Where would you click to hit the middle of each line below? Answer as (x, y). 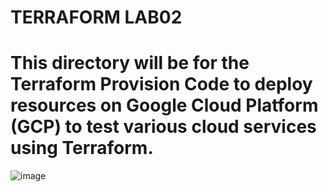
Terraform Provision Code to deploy (161, 84)
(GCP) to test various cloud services (163, 127)
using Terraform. (82, 148)
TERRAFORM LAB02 (96, 17)
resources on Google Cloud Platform (164, 105)
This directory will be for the (130, 63)
